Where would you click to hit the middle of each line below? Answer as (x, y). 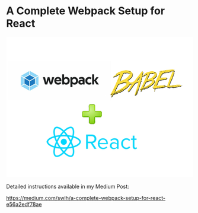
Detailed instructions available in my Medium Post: (68, 187)
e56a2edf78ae (24, 204)
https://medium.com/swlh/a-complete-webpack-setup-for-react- (86, 198)
